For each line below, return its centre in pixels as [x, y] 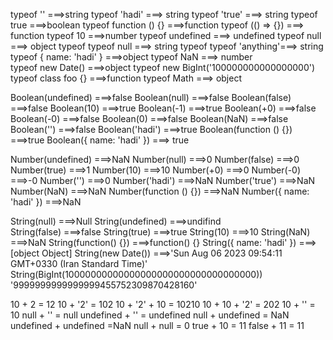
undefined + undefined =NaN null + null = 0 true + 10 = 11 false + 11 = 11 [157, 325]
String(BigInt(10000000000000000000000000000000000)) [136, 274]
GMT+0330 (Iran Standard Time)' [79, 263]
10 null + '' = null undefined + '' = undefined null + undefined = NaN [150, 315]
